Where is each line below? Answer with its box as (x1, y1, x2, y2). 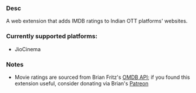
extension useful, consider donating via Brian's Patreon (14, 79, 148, 87)
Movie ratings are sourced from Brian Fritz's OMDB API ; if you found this (14, 74, 190, 81)
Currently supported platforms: (6, 32, 98, 41)
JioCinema (14, 45, 41, 52)
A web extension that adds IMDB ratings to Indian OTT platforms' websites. (6, 18, 188, 25)
